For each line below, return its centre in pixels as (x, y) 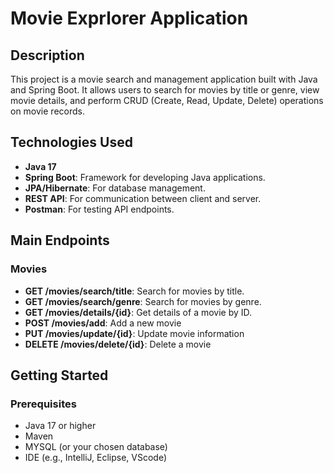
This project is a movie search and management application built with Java (164, 79)
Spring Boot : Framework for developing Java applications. (145, 177)
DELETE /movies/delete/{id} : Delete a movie (118, 344)
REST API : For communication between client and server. (143, 198)
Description (47, 55)
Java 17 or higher (60, 426)
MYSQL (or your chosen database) (96, 447)
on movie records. (47, 111)
